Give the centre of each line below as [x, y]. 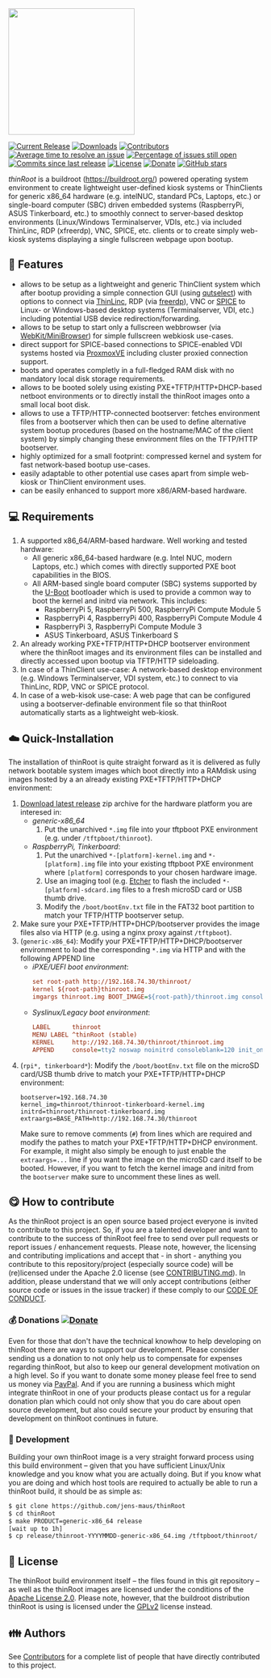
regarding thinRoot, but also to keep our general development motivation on [134, 1367]
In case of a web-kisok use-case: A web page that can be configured [135, 695]
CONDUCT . [27, 1299]
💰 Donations [34, 1320]
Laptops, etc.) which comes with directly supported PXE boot [134, 566]
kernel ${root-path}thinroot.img [88, 989]
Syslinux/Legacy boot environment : [91, 1013]
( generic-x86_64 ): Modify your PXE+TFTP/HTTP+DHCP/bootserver [131, 941]
